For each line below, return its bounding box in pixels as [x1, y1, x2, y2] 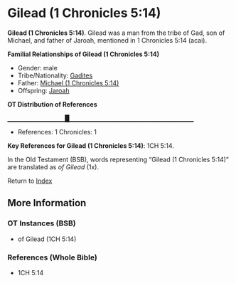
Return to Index [7, 176, 53, 185]
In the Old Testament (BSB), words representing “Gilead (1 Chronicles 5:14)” [7, 155, 229, 164]
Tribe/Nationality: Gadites [17, 71, 93, 80]
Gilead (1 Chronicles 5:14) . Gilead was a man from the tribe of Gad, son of [7, 28, 225, 37]
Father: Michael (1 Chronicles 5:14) [17, 78, 119, 87]
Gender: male [17, 63, 58, 72]
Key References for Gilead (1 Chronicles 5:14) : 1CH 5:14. [7, 141, 174, 150]
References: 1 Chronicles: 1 [17, 127, 97, 136]
